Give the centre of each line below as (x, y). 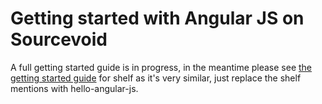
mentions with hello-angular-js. (74, 88)
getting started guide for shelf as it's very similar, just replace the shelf (156, 78)
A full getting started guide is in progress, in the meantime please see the (161, 67)
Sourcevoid (59, 39)
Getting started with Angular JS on (157, 18)
